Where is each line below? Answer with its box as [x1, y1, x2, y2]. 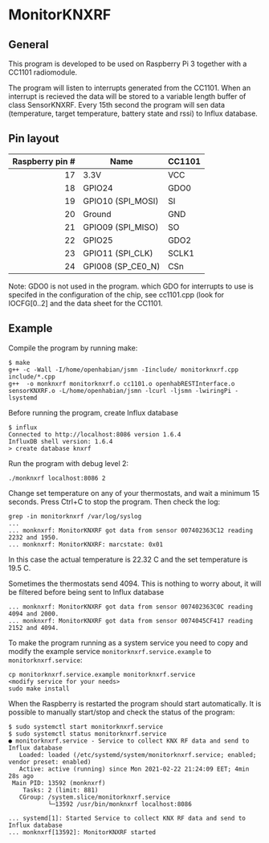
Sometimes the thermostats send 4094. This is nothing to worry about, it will [8, 579, 262, 588]
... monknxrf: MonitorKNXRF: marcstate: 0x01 [8, 540, 163, 548]
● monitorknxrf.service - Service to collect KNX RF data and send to [8, 737, 250, 745]
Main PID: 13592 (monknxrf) [11, 779, 106, 787]
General [8, 38, 50, 51]
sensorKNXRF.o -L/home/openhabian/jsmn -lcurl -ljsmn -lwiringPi [8, 387, 231, 395]
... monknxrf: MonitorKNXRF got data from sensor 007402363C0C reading [8, 603, 253, 611]
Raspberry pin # [12, 155, 75, 166]
